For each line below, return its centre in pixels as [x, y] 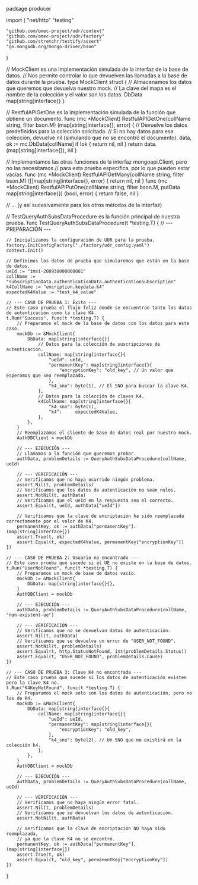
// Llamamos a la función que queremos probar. [76, 454]
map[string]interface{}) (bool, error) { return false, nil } [73, 193]
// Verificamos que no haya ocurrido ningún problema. [86, 480]
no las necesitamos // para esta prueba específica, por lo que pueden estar [98, 168]
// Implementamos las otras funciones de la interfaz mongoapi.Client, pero [97, 162]
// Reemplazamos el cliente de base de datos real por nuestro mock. [105, 433]
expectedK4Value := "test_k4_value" [51, 292]
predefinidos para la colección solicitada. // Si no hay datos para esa [90, 131]
